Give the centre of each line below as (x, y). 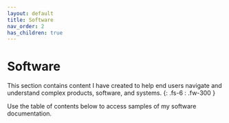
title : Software (30, 20)
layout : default (30, 13)
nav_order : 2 (26, 26)
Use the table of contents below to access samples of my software (102, 107)
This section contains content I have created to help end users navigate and (115, 86)
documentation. (30, 113)
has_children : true (35, 33)
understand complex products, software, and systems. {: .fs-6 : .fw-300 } (111, 93)
